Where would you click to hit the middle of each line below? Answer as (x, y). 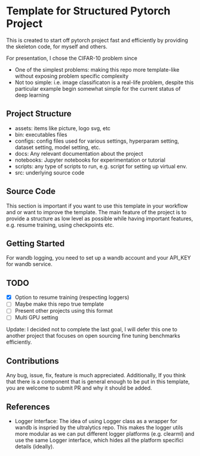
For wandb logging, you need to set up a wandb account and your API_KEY (99, 258)
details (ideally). (35, 446)
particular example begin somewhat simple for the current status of (98, 88)
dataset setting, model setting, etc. (58, 147)
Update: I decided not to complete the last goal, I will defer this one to (92, 329)
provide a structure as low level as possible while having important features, (100, 218)
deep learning (32, 95)
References (28, 407)
